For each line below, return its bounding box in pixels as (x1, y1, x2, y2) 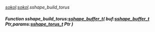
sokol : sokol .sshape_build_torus (5, 4, 70, 10)
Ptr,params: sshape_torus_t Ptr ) (5, 21, 73, 27)
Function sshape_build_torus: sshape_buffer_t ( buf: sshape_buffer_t (5, 15, 150, 21)
